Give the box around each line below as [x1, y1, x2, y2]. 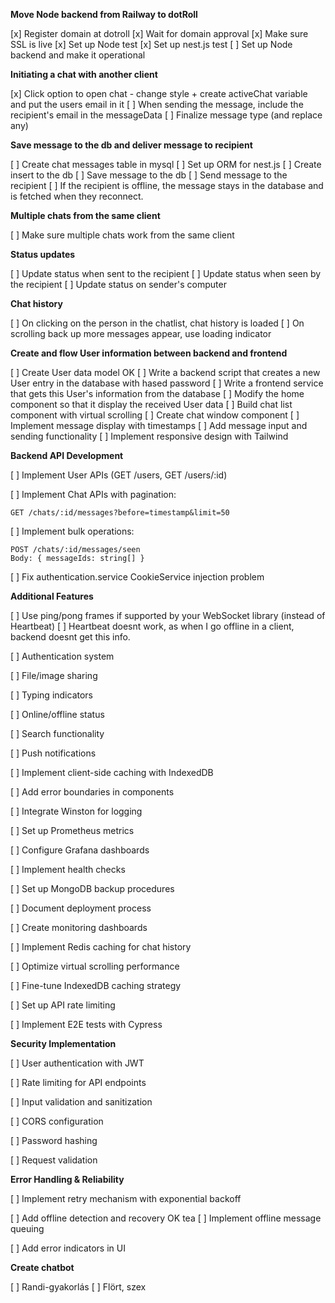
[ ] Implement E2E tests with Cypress [10, 1019, 163, 1030]
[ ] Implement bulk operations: [10, 525, 135, 537]
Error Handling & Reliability [10, 1174, 125, 1185]
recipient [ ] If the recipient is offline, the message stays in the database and [10, 180, 324, 191]
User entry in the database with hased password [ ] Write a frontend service [10, 377, 324, 389]
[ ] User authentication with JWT [10, 1057, 145, 1069]
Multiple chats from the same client [10, 210, 161, 221]
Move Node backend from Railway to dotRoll [10, 9, 198, 20]
